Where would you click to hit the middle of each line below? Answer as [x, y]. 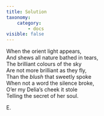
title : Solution [26, 12]
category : [29, 23]
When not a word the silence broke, [50, 83]
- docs [36, 29]
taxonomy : [19, 17]
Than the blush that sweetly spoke [49, 77]
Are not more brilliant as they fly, [47, 70]
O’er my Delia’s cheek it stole [42, 90]
